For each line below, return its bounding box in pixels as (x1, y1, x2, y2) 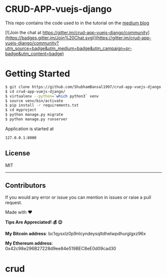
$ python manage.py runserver (5, 117, 68, 122)
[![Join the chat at (5, 29, 42, 35)
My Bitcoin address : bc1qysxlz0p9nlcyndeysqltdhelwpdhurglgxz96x (5, 231, 146, 237)
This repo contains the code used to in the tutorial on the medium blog (5, 20, 150, 26)
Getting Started (5, 68, 71, 79)
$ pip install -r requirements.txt (5, 103, 79, 108)
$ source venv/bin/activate (5, 98, 64, 103)
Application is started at (5, 126, 54, 132)
